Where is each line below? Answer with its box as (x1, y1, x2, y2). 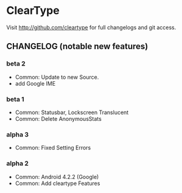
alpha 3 (6, 130, 29, 138)
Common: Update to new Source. (15, 73, 99, 81)
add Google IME (15, 80, 56, 87)
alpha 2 (6, 159, 29, 168)
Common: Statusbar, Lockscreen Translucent (15, 109, 129, 116)
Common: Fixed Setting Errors (15, 144, 91, 152)
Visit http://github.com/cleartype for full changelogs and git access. (6, 24, 177, 31)
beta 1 (6, 95, 24, 103)
